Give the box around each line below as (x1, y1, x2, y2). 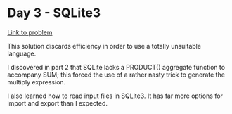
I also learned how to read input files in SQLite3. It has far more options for (7, 91, 224, 100)
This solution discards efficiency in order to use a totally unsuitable (7, 42, 202, 50)
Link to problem (7, 28, 53, 37)
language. (7, 49, 37, 58)
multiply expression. (7, 77, 66, 86)
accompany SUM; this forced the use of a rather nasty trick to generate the (7, 70, 225, 79)
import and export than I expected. (7, 99, 108, 107)
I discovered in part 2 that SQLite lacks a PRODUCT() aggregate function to (7, 63, 226, 71)
